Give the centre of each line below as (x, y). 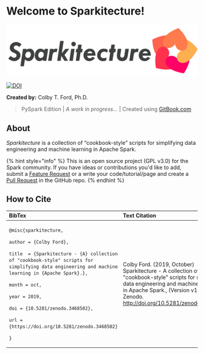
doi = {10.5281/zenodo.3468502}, (51, 308)
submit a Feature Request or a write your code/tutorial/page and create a (98, 174)
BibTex (18, 216)
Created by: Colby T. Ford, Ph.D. (47, 98)
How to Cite (29, 199)
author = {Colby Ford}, (39, 242)
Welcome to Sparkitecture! (76, 11)
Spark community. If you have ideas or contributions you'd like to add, (94, 167)
